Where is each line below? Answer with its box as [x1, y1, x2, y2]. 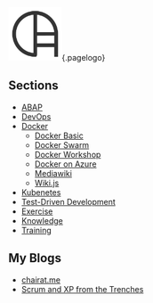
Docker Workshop [34, 149, 101, 160]
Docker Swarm [34, 139, 90, 150]
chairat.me [20, 274, 61, 285]
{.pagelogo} [61, 53, 106, 62]
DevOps [20, 111, 52, 122]
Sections [8, 78, 59, 94]
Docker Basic [34, 130, 84, 141]
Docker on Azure [34, 159, 97, 169]
